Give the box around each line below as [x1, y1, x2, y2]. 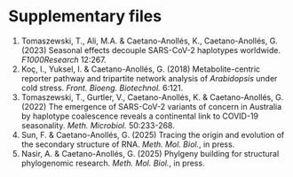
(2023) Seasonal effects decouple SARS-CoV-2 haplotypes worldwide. [20, 44, 281, 55]
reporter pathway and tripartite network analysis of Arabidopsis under [20, 73, 278, 83]
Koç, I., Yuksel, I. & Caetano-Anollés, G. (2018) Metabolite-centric [20, 64, 261, 74]
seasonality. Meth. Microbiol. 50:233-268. [20, 119, 175, 130]
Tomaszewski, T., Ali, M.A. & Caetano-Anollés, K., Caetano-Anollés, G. [20, 35, 279, 46]
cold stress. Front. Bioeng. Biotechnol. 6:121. [20, 82, 184, 93]
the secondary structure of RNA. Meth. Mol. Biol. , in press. [20, 139, 235, 150]
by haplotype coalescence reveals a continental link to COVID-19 [20, 111, 259, 121]
